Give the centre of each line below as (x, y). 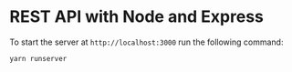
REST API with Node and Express (137, 17)
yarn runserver (38, 58)
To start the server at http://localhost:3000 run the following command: (146, 42)
